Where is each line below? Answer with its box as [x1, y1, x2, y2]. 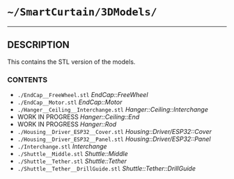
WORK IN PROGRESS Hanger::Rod [17, 120, 117, 128]
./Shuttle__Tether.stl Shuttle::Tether [17, 157, 127, 165]
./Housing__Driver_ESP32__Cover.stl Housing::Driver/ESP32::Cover [17, 128, 212, 136]
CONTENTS [7, 75, 48, 85]
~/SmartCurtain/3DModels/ [7, 6, 157, 19]
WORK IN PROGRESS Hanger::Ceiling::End [17, 113, 140, 121]
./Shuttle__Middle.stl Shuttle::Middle [17, 150, 128, 158]
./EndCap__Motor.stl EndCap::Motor [17, 98, 123, 106]
